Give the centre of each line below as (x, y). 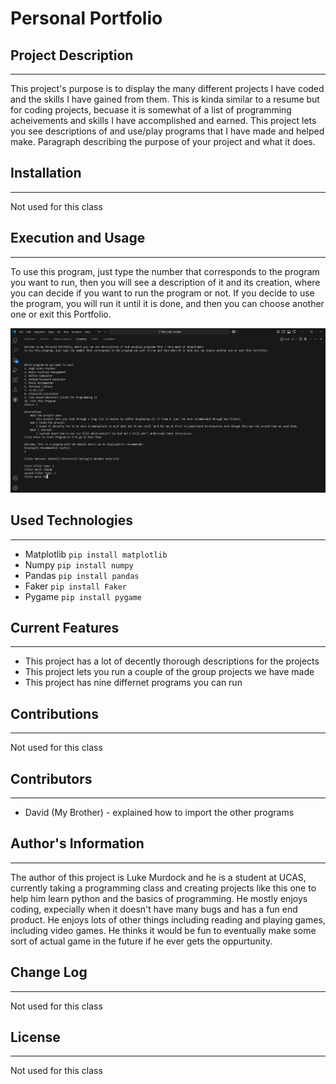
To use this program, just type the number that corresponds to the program (165, 271)
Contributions (54, 713)
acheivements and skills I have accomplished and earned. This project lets (163, 120)
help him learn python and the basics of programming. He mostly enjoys (159, 898)
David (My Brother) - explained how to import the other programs (159, 812)
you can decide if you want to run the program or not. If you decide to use (162, 293)
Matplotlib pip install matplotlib (96, 554)
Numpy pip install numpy (79, 564)
